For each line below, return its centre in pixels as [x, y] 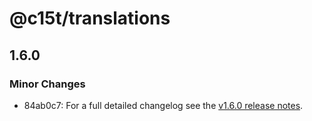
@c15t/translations [90, 18]
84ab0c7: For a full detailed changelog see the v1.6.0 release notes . [163, 105]
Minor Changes [47, 84]
